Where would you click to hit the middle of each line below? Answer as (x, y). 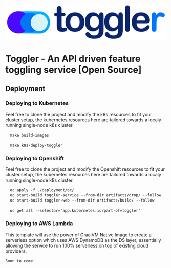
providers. (16, 251)
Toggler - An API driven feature (73, 59)
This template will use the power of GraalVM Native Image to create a (79, 235)
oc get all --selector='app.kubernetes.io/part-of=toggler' (75, 211)
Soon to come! (20, 261)
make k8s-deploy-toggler (36, 146)
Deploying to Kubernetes (37, 103)
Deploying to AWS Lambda (39, 224)
